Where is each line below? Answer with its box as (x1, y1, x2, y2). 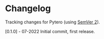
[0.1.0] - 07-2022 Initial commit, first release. (5, 28, 95, 34)
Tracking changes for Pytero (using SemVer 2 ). (5, 19, 100, 25)
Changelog (5, 3, 51, 14)
